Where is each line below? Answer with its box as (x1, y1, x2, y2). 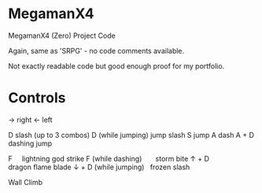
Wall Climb (8, 177, 43, 187)
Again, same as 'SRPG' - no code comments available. (8, 46, 185, 55)
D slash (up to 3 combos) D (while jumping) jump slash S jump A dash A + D (8, 130, 254, 139)
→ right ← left (8, 115, 53, 124)
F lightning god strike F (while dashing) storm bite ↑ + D (8, 154, 210, 163)
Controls (8, 89, 66, 107)
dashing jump (8, 139, 53, 148)
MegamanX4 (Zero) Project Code (8, 31, 116, 40)
